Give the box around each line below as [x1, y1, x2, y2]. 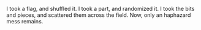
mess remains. [6, 18, 44, 25]
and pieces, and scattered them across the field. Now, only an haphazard [6, 11, 191, 19]
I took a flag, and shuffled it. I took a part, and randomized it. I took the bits [6, 5, 195, 12]
